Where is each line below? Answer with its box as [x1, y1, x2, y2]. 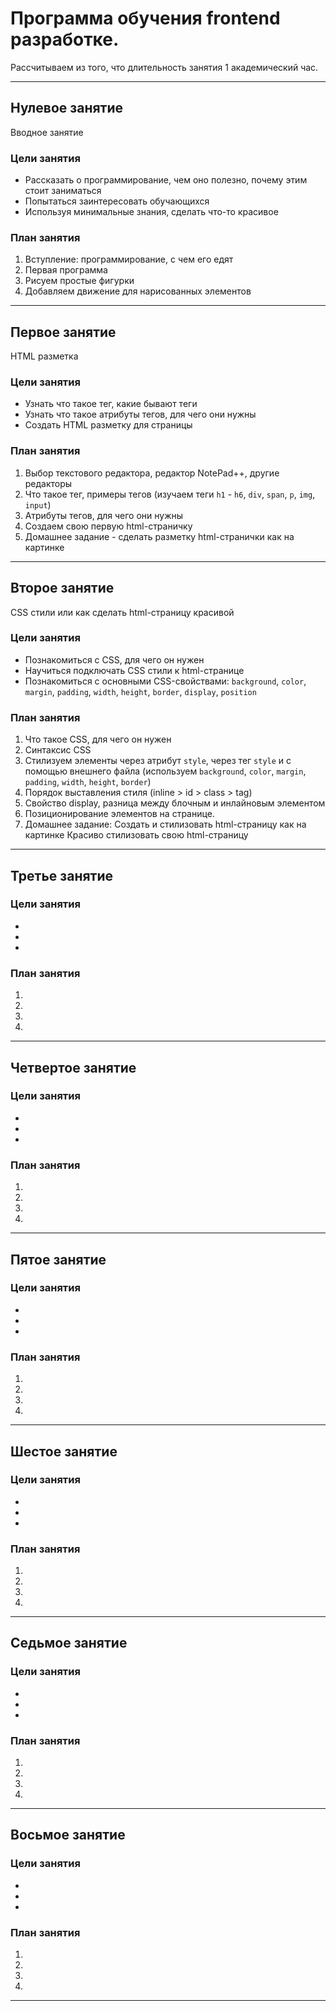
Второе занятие [10, 580, 115, 597]
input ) [24, 498, 52, 511]
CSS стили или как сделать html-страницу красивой [10, 606, 235, 618]
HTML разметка [10, 350, 79, 362]
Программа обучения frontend [10, 7, 281, 30]
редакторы [24, 477, 73, 489]
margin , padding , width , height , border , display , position [24, 685, 257, 697]
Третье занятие [10, 867, 114, 884]
